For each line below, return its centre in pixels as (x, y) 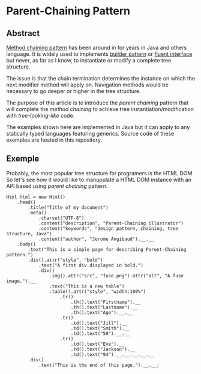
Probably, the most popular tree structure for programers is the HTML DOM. (100, 173)
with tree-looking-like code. (40, 116)
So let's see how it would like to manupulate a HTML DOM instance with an (99, 179)
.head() (26, 202)
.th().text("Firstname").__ (106, 302)
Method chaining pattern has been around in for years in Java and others (97, 47)
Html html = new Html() (36, 197)
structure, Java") (29, 234)
